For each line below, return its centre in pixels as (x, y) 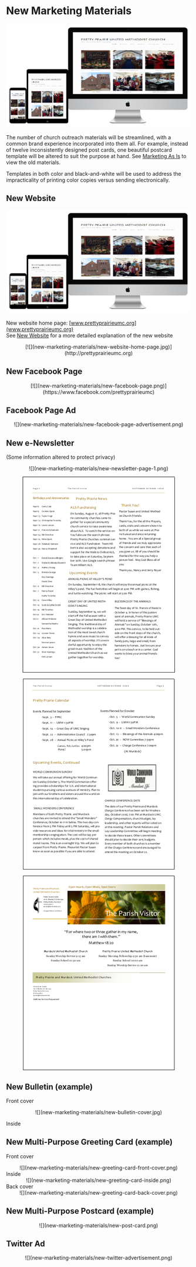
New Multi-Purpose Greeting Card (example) (89, 1142)
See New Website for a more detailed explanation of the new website (89, 335)
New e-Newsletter (40, 443)
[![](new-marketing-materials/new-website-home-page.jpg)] (99, 347)
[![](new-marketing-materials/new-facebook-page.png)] (99, 386)
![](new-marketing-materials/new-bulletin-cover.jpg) (99, 1112)
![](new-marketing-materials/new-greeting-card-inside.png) (99, 1180)
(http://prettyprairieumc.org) (99, 353)
